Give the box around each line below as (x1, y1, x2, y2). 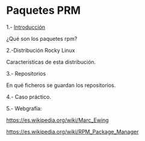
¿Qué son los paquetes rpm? (6, 35, 78, 42)
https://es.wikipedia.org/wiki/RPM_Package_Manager (6, 128, 139, 135)
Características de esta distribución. (6, 58, 96, 65)
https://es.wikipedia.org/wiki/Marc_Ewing (6, 116, 110, 124)
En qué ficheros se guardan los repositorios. (6, 82, 116, 89)
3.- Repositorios (6, 70, 46, 77)
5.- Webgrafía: (6, 104, 42, 112)
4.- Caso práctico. (6, 93, 51, 100)
